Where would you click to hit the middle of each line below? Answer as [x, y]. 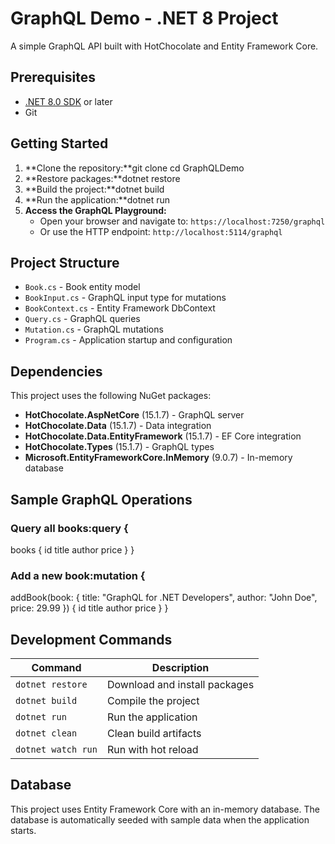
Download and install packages [180, 684]
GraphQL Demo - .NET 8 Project [144, 18]
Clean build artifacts [154, 733]
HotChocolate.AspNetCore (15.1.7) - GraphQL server [134, 415]
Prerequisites [53, 77]
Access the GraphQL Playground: [95, 210]
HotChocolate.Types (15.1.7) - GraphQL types [119, 447]
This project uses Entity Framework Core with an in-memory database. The [165, 809]
